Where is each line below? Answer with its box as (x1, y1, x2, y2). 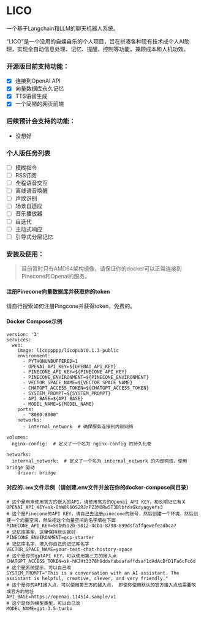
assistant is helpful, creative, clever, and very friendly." (6, 575, 168, 581)
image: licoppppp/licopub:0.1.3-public (17, 348, 119, 354)
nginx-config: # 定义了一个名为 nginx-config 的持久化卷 (12, 441, 152, 447)
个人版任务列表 (6, 149, 51, 157)
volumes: (6, 434, 29, 441)
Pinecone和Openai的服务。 (21, 273, 91, 280)
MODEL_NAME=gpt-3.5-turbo (6, 605, 72, 612)
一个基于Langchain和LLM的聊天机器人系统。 (6, 24, 119, 32)
